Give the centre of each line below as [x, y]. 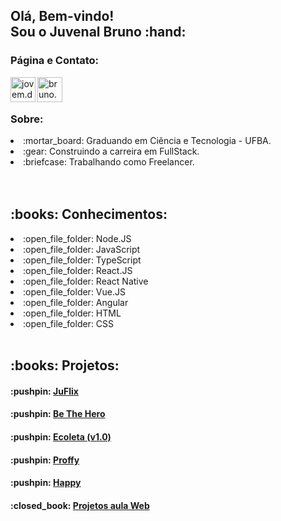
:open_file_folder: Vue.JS [74, 291]
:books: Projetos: [65, 365]
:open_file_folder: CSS [69, 323]
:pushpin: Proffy [45, 460]
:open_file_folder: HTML [72, 313]
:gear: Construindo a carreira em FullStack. [111, 151]
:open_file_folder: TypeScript [82, 260]
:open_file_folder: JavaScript [82, 249]
